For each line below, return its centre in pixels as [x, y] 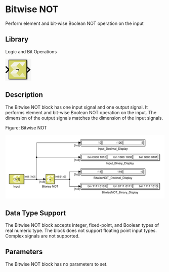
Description [24, 95]
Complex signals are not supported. [43, 236]
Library [17, 39]
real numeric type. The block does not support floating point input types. [81, 230]
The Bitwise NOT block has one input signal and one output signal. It [77, 107]
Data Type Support [36, 213]
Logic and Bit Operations [31, 51]
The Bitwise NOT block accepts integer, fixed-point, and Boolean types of [82, 225]
